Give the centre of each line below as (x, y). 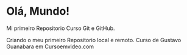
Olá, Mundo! (38, 11)
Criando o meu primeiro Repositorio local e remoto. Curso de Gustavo (94, 40)
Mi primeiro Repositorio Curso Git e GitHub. (61, 28)
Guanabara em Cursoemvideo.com (50, 46)
